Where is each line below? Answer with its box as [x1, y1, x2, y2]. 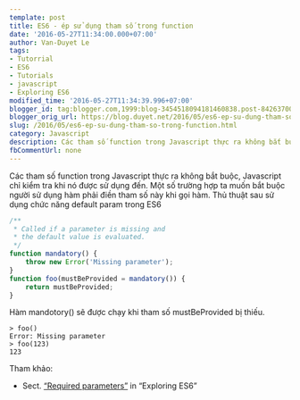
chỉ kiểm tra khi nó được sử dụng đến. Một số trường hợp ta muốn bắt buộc [9, 179, 286, 190]
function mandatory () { [9, 249, 98, 259]
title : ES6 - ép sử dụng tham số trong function [9, 21, 194, 30]
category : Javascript [9, 129, 90, 138]
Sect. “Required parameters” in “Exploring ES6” [21, 380, 198, 391]
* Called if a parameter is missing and [12, 224, 166, 233]
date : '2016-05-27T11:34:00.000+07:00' [9, 29, 158, 38]
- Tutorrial [9, 54, 54, 63]
